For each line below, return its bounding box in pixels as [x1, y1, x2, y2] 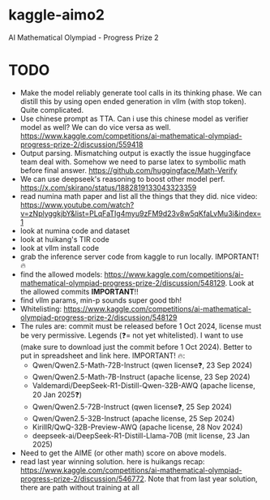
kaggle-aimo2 [8, 6, 105, 24]
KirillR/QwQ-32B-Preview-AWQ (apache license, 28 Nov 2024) [32, 422, 243, 432]
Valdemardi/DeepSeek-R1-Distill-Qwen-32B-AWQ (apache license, [32, 380, 255, 390]
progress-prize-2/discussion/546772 [19, 473, 144, 484]
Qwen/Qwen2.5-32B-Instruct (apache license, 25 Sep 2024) [32, 413, 235, 423]
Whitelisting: [19, 304, 62, 313]
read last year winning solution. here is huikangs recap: [19, 456, 205, 466]
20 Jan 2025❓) [32, 390, 83, 399]
